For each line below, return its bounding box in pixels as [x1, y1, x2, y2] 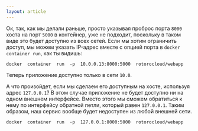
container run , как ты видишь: [6, 49, 83, 56]
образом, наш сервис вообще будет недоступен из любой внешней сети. [6, 108, 192, 115]
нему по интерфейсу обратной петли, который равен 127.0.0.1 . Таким [6, 101, 184, 109]
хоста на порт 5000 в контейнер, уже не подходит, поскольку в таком [6, 31, 181, 38]
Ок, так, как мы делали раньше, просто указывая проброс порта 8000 [6, 25, 182, 32]
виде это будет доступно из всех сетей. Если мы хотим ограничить [6, 37, 177, 44]
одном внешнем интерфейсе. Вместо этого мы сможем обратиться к [6, 95, 183, 102]
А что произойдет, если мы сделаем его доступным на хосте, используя [6, 83, 190, 90]
